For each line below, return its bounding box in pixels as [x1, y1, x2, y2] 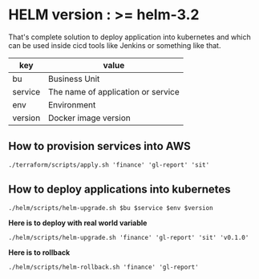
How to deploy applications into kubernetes [8, 183, 231, 196]
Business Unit [47, 73, 100, 84]
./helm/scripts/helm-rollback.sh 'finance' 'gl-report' [8, 263, 199, 271]
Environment [47, 99, 96, 110]
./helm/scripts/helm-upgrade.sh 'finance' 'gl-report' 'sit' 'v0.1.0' [8, 233, 249, 241]
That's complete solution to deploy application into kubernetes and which [8, 32, 251, 42]
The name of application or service [47, 86, 180, 97]
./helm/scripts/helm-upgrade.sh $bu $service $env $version [8, 204, 214, 212]
